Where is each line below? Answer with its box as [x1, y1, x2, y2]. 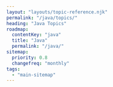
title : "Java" [12, 37, 48, 43]
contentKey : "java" [12, 32, 62, 38]
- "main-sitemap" [12, 72, 56, 78]
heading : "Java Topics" [6, 20, 67, 26]
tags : [6, 66, 20, 72]
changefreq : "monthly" [12, 60, 70, 66]
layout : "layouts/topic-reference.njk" [6, 9, 108, 15]
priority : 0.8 [12, 55, 48, 61]
